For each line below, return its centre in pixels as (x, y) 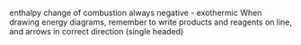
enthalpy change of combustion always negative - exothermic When (136, 13)
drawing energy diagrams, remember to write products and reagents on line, (151, 22)
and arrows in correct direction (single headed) (97, 31)
